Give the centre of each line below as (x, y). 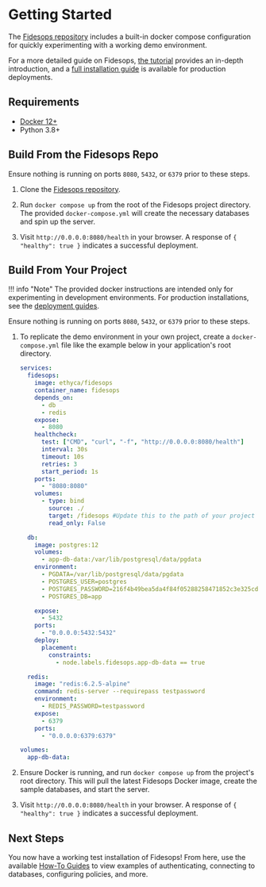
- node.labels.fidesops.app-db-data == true (130, 662)
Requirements (44, 102)
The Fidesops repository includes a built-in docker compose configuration (130, 36)
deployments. (31, 77)
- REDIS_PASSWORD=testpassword (93, 706)
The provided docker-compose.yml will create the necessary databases (135, 213)
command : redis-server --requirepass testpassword (120, 692)
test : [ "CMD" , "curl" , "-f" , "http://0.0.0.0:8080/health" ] (143, 442)
